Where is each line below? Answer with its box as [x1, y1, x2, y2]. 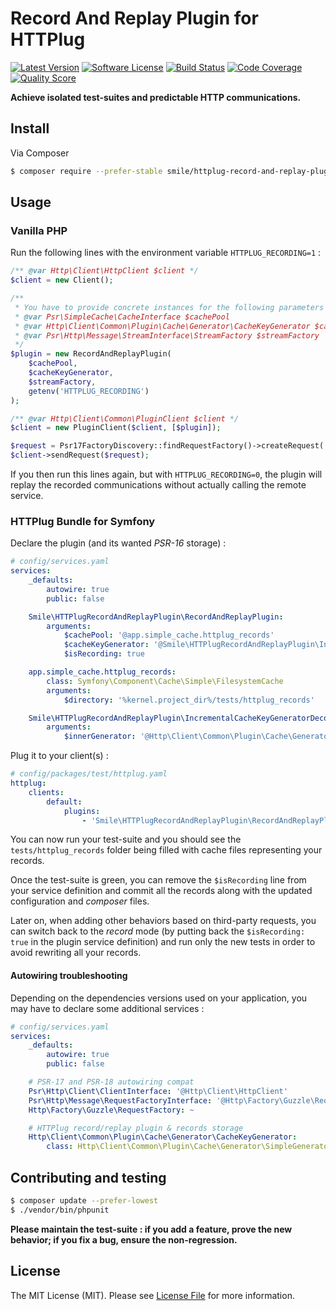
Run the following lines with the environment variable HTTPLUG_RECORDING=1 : [10, 247, 322, 259]
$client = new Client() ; [10, 275, 114, 286]
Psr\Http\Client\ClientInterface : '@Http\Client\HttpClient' [28, 1086, 288, 1096]
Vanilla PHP [10, 223, 68, 237]
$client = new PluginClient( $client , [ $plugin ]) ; [10, 423, 222, 433]
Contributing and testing [10, 1169, 167, 1186]
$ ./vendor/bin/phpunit [10, 1205, 110, 1215]
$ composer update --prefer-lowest [10, 1196, 159, 1206]
